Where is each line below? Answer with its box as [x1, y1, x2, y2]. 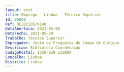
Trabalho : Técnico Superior [5, 36, 65, 41]
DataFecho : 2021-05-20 [5, 31, 53, 36]
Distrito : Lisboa [5, 59, 42, 64]
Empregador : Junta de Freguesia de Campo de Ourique [5, 41, 119, 46]
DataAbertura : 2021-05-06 [5, 26, 60, 31]
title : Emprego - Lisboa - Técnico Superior [5, 12, 101, 17]
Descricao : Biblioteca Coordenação [5, 45, 81, 50]
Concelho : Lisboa [5, 54, 42, 60]
